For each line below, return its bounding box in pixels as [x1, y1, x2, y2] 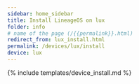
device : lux [7, 50, 42, 57]
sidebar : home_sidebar [7, 10, 74, 17]
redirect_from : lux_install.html [7, 36, 105, 43]
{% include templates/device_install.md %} [7, 68, 132, 77]
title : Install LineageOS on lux [7, 17, 105, 24]
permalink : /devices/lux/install [7, 43, 105, 50]
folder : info [7, 23, 46, 30]
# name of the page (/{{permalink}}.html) [7, 29, 133, 37]
